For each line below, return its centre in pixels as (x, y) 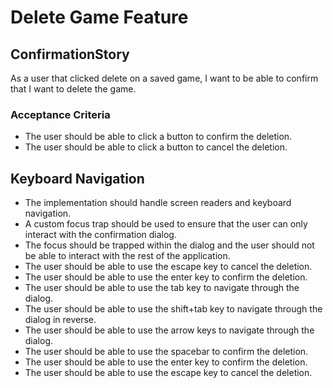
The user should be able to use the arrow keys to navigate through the (169, 330)
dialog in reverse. (60, 320)
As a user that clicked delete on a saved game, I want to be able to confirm (164, 78)
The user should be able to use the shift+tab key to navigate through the (173, 309)
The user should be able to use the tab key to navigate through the (162, 288)
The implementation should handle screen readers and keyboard (158, 203)
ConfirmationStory (70, 54)
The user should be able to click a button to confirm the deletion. (158, 137)
